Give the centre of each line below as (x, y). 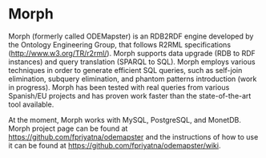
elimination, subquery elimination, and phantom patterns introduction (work (133, 79)
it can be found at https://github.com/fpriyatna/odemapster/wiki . (115, 145)
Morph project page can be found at (68, 128)
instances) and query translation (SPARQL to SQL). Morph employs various (132, 62)
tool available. (31, 104)
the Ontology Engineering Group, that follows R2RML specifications (119, 44)
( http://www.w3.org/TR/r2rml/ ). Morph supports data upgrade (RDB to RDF (132, 53)
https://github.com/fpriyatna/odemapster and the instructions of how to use (133, 136)
